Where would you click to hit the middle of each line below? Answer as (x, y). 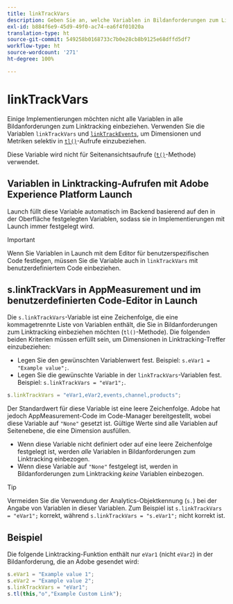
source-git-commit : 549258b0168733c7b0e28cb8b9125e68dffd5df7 (99, 40)
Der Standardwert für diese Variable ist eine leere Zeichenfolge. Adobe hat (114, 408)
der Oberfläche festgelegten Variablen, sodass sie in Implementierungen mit (116, 218)
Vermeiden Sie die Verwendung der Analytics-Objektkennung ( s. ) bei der (112, 501)
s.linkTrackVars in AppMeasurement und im (104, 289)
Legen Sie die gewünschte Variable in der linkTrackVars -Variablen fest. (119, 375)
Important (21, 239)
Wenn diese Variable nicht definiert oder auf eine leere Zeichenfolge (115, 444)
